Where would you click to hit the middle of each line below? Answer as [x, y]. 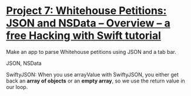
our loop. [17, 87]
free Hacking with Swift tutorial [84, 36]
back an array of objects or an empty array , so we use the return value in [95, 81]
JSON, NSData [24, 63]
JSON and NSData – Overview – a [88, 23]
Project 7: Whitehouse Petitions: [86, 11]
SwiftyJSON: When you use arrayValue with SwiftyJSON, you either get [93, 74]
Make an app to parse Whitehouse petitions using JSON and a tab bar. [91, 52]
